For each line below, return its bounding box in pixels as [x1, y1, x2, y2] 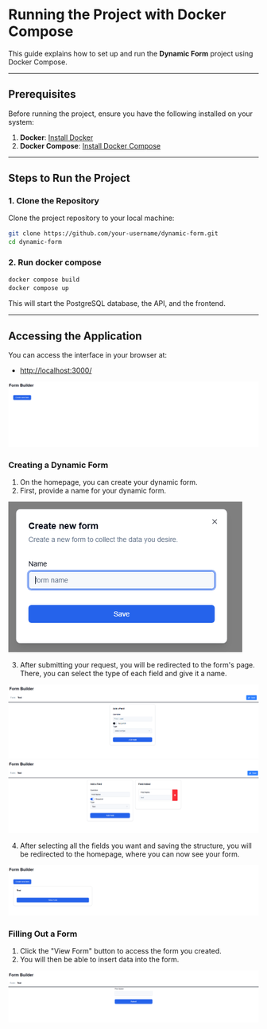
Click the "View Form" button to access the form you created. [19, 946, 222, 956]
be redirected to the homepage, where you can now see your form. [19, 849, 240, 859]
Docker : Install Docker [19, 133, 94, 142]
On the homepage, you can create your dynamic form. [19, 477, 198, 486]
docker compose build [8, 276, 80, 284]
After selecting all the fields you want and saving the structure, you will [19, 841, 252, 850]
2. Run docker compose [8, 257, 102, 268]
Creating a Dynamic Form [8, 459, 109, 470]
